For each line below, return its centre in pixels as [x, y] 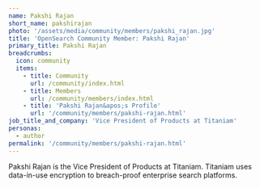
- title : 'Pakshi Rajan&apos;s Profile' [92, 106]
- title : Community [56, 76]
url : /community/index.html [77, 83]
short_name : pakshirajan [50, 23]
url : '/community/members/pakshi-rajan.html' [108, 114]
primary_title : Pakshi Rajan [58, 46]
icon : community [43, 61]
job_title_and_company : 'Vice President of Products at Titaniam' [123, 121]
